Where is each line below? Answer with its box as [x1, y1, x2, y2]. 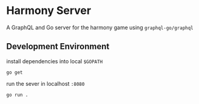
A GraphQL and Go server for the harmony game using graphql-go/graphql [6, 24, 194, 31]
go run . [6, 92, 29, 98]
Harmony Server [6, 4, 92, 18]
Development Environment [6, 41, 110, 52]
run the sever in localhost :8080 [6, 80, 85, 87]
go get [6, 69, 23, 75]
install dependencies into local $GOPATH [6, 57, 103, 64]
